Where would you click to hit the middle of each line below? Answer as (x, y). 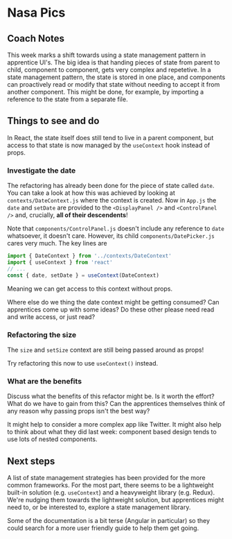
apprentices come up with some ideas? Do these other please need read (111, 309)
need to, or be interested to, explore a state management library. (99, 507)
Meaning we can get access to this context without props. (90, 289)
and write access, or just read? (51, 316)
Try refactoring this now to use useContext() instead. (83, 363)
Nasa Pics (36, 13)
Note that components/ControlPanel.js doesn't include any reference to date (116, 229)
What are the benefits (44, 381)
